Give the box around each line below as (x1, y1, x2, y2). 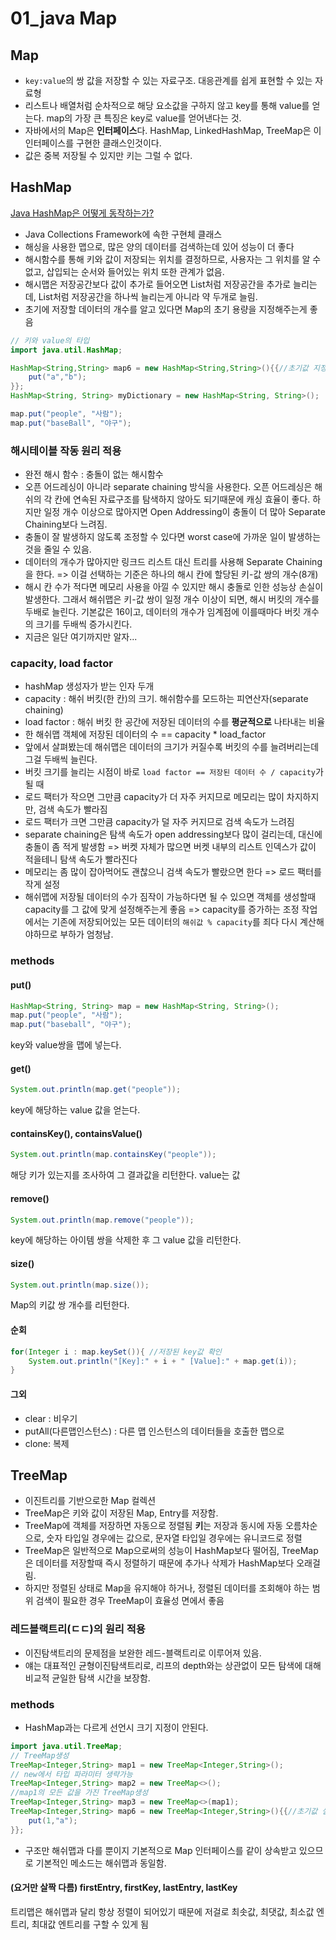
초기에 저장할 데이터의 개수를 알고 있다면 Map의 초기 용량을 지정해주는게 (24, 303, 308, 315)
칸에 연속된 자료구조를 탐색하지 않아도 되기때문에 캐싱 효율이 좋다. (54, 493, 311, 506)
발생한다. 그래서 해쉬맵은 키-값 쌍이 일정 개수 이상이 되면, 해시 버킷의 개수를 (24, 593, 320, 606)
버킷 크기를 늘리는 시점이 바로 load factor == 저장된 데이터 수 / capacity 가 (24, 766, 324, 778)
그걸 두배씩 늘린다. (24, 753, 98, 766)
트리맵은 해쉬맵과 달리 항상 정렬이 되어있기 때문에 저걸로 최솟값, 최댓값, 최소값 (10, 1905, 315, 1917)
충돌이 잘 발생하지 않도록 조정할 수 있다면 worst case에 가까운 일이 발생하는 (24, 531, 322, 543)
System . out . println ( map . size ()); (10, 1280, 150, 1290)
